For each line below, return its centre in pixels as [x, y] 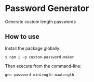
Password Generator [47, 8]
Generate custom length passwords [40, 22]
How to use [22, 37]
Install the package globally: [33, 48]
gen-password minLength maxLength [40, 75]
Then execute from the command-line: [43, 66]
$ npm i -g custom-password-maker [40, 57]
